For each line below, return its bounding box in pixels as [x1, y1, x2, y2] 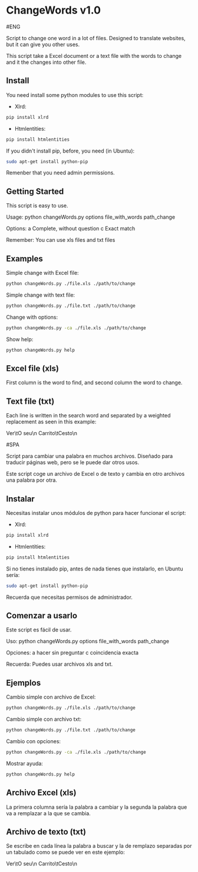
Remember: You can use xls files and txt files [6, 236, 115, 244]
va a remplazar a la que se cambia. [6, 809, 91, 816]
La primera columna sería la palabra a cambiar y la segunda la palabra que [6, 803, 187, 811]
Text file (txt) [6, 396, 55, 406]
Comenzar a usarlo [6, 610, 78, 621]
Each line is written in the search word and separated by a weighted [6, 412, 171, 419]
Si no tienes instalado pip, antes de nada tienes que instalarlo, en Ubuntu [6, 565, 183, 572]
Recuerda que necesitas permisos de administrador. [6, 594, 133, 601]
